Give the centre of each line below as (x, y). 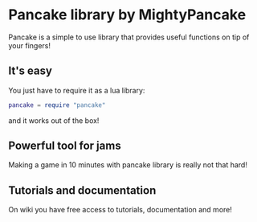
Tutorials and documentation (82, 190)
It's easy (30, 71)
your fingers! (29, 45)
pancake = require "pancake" (57, 105)
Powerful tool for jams (65, 146)
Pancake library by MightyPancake (127, 15)
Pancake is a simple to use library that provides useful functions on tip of (129, 37)
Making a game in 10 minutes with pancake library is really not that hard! (128, 165)
